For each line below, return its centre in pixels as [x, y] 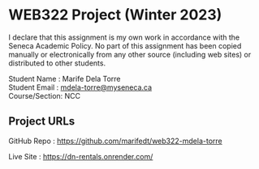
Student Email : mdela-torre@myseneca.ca [80, 87]
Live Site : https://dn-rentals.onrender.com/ [81, 156]
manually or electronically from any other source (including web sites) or [130, 54]
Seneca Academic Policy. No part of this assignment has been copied [125, 45]
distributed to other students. [57, 63]
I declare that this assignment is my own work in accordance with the [124, 37]
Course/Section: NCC [45, 95]
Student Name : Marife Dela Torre [65, 78]
